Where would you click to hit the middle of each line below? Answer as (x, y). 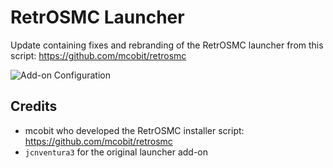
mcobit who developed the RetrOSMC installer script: (134, 130)
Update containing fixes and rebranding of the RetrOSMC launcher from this (167, 45)
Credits (34, 106)
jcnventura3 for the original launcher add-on (116, 152)
